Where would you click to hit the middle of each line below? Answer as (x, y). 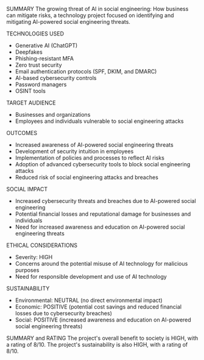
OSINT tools (30, 91)
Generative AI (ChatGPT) (46, 46)
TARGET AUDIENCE (31, 103)
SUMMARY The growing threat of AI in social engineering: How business (97, 9)
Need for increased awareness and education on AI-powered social (100, 227)
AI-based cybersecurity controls (56, 78)
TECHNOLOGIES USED (35, 34)
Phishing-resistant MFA (44, 58)
